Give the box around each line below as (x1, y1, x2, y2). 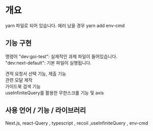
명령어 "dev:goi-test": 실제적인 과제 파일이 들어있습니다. (5, 53, 118, 59)
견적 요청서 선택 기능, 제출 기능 (5, 70, 67, 76)
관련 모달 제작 (5, 77, 33, 83)
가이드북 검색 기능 (5, 83, 41, 89)
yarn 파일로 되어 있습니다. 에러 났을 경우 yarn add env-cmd (5, 22, 125, 29)
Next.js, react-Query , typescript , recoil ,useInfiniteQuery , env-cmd (5, 120, 148, 126)
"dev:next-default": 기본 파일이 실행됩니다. (5, 60, 91, 66)
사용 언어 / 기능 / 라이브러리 (5, 106, 86, 115)
